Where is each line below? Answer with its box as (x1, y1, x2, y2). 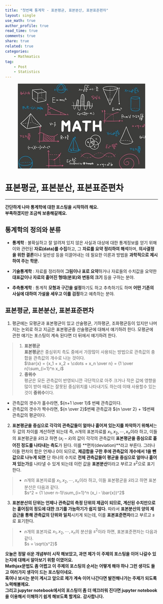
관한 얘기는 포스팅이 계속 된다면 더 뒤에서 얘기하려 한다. (12, 332, 117, 338)
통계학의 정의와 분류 (5, 226, 61, 234)
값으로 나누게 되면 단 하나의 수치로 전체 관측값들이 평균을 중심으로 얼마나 (12, 455, 148, 460)
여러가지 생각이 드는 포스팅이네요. (10, 569, 74, 575)
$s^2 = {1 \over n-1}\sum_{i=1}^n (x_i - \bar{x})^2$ (24, 490, 125, 495)
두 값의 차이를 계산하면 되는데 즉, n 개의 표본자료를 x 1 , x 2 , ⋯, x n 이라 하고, (12, 428, 149, 436)
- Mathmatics (14, 54, 40, 59)
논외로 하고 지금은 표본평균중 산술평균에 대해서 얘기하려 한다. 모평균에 (21, 326, 154, 332)
